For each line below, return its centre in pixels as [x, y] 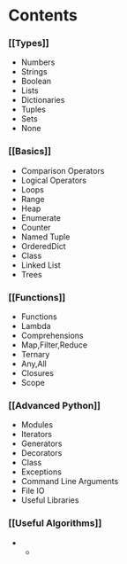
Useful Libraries [50, 500]
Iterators [36, 435]
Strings [34, 72]
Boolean [36, 82]
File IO [33, 491]
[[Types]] [29, 43]
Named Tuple [45, 237]
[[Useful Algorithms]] [55, 523]
